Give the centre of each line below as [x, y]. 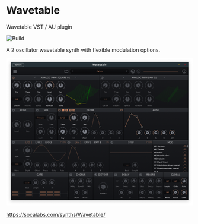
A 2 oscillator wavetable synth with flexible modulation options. [83, 50]
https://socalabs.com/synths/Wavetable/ [56, 214]
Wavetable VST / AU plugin [39, 27]
